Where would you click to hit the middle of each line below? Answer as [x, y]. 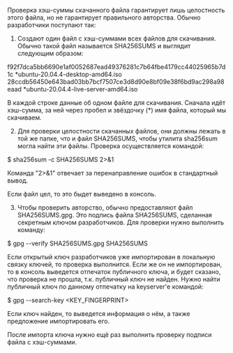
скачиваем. [24, 117]
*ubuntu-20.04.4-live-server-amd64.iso [81, 89]
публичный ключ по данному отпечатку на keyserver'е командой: [105, 287]
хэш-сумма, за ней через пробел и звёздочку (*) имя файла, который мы [117, 110]
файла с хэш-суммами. [42, 342]
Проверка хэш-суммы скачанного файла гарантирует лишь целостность [116, 10]
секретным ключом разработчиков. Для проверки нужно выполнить [121, 222]
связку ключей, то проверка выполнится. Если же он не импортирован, [115, 264]
